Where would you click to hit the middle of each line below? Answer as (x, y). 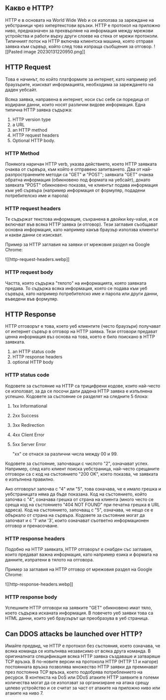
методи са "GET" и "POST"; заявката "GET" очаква (100, 174)
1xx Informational (30, 406)
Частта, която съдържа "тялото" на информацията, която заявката (76, 283)
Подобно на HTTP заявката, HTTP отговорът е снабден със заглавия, (79, 549)
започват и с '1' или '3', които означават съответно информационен (77, 520)
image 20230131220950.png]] (55, 51)
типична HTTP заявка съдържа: (39, 110)
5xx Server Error (29, 444)
